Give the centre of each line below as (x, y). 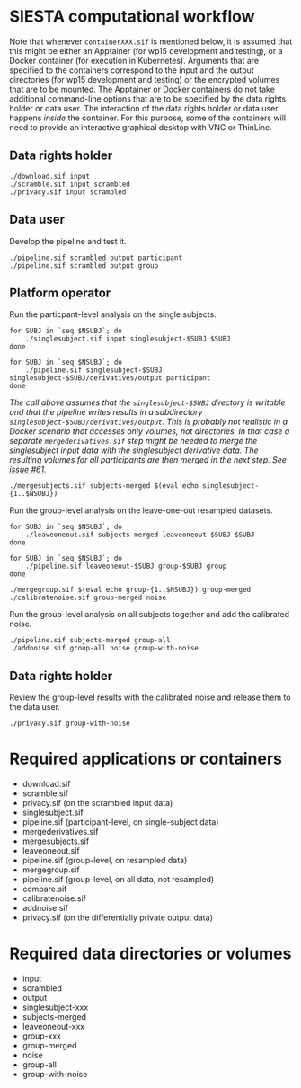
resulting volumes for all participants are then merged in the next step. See (148, 460)
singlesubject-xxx (55, 1007)
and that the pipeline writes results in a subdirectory (106, 412)
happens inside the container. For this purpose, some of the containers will (147, 118)
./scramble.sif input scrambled (70, 184)
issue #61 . (28, 470)
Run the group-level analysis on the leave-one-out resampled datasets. (141, 510)
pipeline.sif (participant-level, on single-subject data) (120, 822)
